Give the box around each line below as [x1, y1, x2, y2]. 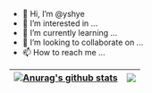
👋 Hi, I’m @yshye [21, 9, 85, 19]
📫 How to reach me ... [21, 47, 106, 57]
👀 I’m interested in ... [21, 18, 98, 29]
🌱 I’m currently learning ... [21, 28, 118, 38]
